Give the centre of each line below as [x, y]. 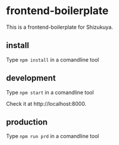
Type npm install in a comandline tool [52, 59]
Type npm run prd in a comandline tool [52, 136]
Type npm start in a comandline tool [50, 92]
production [27, 122]
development [31, 78]
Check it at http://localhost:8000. [46, 103]
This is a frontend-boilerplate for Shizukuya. [59, 27]
